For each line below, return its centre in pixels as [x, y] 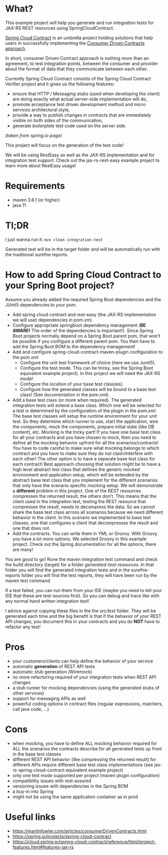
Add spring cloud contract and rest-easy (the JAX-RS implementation [84, 314]
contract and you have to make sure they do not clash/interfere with [82, 453]
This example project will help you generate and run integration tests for [79, 23]
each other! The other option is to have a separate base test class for [84, 458]
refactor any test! [23, 627]
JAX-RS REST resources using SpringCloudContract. [60, 28]
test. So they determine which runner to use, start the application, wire [85, 421]
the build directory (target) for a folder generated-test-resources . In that [79, 564]
